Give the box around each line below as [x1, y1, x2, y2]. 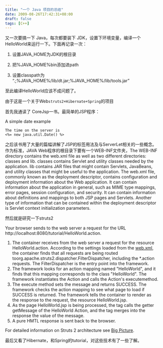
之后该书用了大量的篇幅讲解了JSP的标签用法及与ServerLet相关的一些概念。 [5, 142, 157, 148]
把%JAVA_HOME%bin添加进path [12, 62, 79, 68]
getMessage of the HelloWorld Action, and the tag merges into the [12, 307, 145, 314]
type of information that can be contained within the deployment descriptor [5, 200, 157, 206]
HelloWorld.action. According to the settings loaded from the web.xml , [12, 245, 154, 251]
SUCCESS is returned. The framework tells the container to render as [12, 292, 152, 298]
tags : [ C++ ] [5, 21, 29, 26]
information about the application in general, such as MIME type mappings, [5, 184, 156, 190]
